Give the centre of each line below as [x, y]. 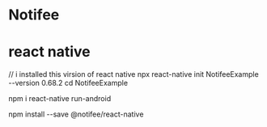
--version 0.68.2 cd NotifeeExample [68, 83]
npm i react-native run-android [60, 99]
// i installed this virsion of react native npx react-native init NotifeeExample [133, 74]
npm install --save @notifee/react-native [76, 114]
